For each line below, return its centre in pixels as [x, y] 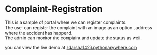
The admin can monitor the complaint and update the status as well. [73, 38]
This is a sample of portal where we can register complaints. [66, 22]
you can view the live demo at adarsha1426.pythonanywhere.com [71, 47]
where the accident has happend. [39, 33]
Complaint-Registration [54, 9]
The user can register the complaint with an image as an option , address [79, 27]
